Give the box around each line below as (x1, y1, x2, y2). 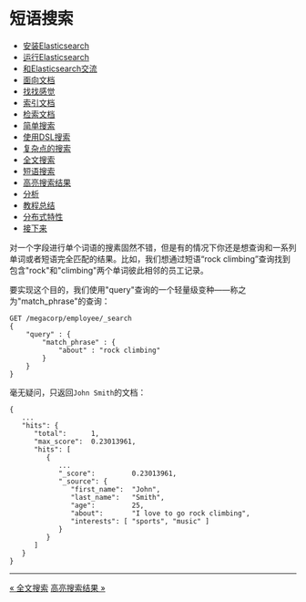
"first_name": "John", (70, 484, 161, 493)
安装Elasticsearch (22, 40, 89, 51)
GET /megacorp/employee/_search (9, 314, 132, 323)
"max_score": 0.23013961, (33, 437, 137, 446)
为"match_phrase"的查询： (9, 296, 111, 306)
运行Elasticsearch (22, 51, 89, 62)
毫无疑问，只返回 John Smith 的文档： (9, 387, 147, 398)
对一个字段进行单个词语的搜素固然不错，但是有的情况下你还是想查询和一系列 (9, 242, 297, 253)
